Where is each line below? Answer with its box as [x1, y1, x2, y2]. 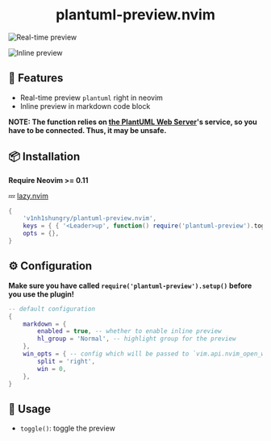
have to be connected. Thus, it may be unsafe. [8, 125, 167, 135]
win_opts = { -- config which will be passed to [23, 350, 190, 358]
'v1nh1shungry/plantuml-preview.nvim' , [23, 214, 157, 223]
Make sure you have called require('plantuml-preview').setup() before [8, 281, 252, 290]
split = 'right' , [37, 357, 95, 365]
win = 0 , [37, 364, 67, 372]
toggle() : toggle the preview [19, 423, 115, 433]
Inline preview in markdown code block [19, 101, 151, 110]
